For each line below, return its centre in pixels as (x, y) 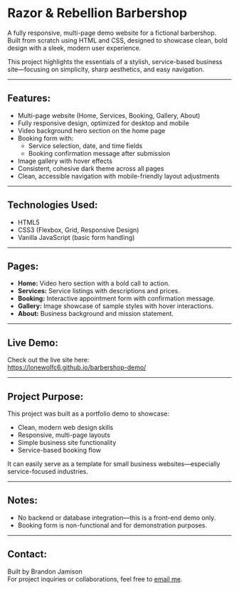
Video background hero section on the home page (91, 130)
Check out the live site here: (48, 360)
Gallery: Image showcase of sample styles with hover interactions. (116, 306)
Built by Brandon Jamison (45, 571)
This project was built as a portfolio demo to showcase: (88, 413)
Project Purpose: (46, 396)
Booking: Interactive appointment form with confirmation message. (116, 299)
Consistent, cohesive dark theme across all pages (91, 168)
